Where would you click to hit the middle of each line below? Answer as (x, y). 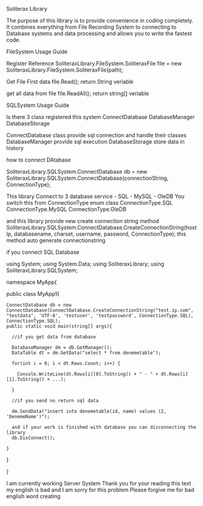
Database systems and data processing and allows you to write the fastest (99, 33)
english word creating (33, 496)
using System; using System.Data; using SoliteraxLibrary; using (85, 264)
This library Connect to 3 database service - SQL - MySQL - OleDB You (95, 196)
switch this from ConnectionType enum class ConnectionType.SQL (90, 203)
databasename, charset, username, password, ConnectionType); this (100, 234)
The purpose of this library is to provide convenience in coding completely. (100, 20)
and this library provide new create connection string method (83, 221)
